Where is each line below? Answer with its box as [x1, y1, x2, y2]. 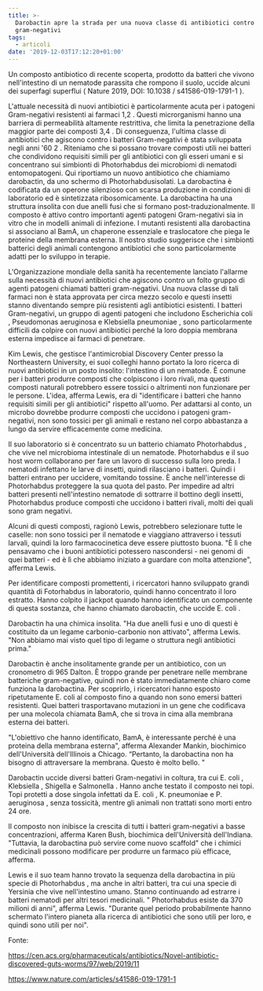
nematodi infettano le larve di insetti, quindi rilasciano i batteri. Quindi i [8, 464, 236, 474]
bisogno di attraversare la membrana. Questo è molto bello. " [8, 758, 206, 767]
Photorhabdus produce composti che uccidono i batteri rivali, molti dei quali [8, 498, 254, 507]
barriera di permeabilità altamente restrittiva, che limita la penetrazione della [8, 119, 255, 127]
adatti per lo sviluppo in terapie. [8, 252, 111, 261]
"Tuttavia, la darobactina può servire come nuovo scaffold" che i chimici [8, 839, 242, 847]
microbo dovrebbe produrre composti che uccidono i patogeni [8, 408, 210, 417]
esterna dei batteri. [8, 718, 70, 727]
